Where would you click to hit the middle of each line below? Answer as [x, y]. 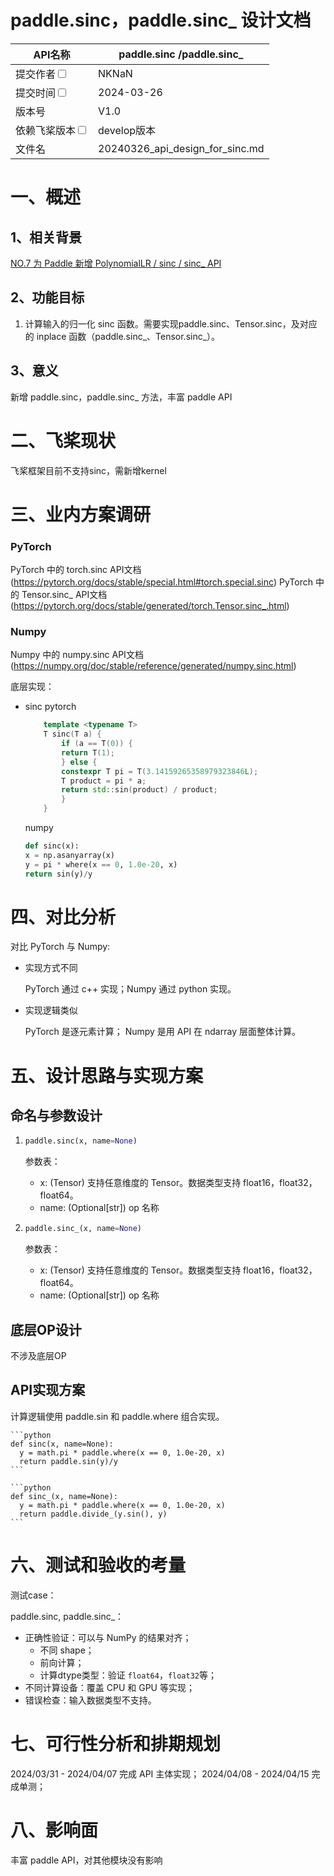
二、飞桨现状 [63, 440]
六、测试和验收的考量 [98, 1565]
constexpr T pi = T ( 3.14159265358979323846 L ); [160, 771]
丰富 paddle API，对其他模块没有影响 [86, 1860]
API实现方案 [48, 1390]
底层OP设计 [46, 1329]
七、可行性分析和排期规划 [116, 1743]
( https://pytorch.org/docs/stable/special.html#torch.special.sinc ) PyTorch [161, 582]
